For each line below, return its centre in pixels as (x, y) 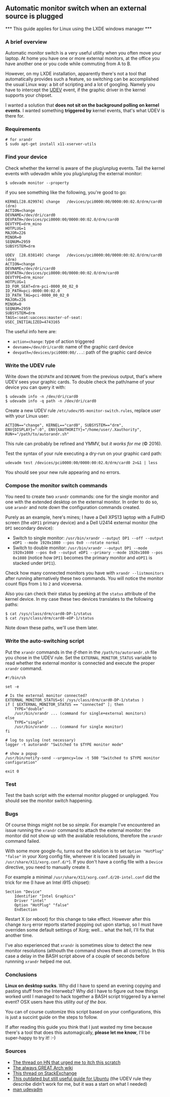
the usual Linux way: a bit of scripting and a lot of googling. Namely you (80, 85)
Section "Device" (24, 892)
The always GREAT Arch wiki (43, 1067)
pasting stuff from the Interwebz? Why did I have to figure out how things (82, 991)
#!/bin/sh (16, 678)
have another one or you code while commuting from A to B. (68, 64)
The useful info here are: (31, 331)
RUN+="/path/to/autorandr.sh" (37, 434)
